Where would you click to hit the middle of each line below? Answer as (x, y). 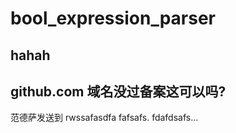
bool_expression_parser (113, 18)
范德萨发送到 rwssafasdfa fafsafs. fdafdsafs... (104, 118)
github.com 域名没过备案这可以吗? (118, 91)
